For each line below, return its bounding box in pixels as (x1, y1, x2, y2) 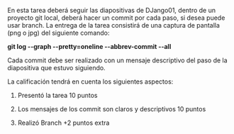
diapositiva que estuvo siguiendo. (7, 64, 106, 72)
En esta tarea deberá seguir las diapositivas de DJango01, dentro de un (7, 6, 216, 14)
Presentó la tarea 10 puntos (17, 91, 98, 99)
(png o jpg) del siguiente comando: (7, 28, 110, 37)
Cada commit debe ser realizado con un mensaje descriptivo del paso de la (7, 56, 228, 65)
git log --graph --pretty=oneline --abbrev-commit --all (7, 43, 172, 50)
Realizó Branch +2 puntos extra (17, 118, 110, 127)
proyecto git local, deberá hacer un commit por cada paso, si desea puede (7, 13, 225, 22)
